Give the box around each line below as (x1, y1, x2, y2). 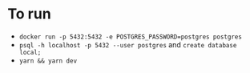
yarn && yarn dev (18, 57, 78, 65)
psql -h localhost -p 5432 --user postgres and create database (18, 39, 237, 49)
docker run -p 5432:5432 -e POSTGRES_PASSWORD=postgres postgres (18, 33, 242, 41)
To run (7, 5, 51, 23)
